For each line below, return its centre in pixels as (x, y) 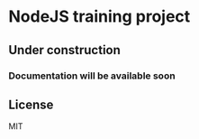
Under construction (64, 50)
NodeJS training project (99, 17)
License (31, 104)
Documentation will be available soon (92, 76)
